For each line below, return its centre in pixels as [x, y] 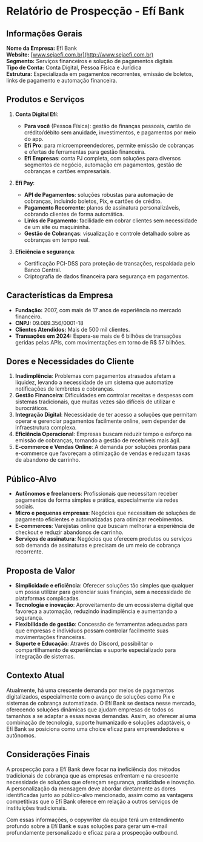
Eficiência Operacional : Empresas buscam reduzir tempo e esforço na [103, 434]
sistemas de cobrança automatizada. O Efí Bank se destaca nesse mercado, [101, 703]
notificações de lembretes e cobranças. [65, 389]
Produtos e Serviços [45, 99]
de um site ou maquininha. [57, 227]
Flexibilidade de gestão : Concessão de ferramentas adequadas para [101, 625]
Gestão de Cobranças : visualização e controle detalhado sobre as [107, 233]
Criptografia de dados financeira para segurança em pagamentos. [107, 276]
